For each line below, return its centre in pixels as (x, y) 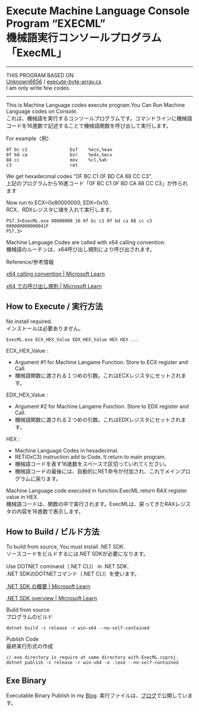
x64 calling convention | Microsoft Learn (56, 274)
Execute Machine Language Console (98, 11)
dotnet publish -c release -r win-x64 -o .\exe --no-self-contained (92, 662)
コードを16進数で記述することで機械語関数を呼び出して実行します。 (89, 125)
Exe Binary (26, 680)
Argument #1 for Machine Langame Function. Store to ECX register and (101, 362)
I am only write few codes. (38, 88)
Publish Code (23, 639)
